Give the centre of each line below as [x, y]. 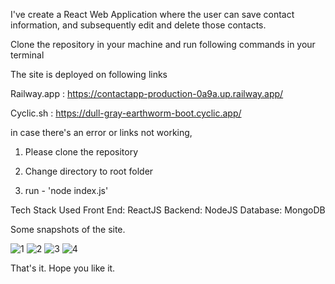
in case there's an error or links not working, [101, 132]
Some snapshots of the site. [68, 229]
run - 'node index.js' [66, 190]
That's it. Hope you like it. [63, 268]
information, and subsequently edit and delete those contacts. [138, 25]
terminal [27, 55]
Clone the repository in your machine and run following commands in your [163, 44]
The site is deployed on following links [89, 74]
